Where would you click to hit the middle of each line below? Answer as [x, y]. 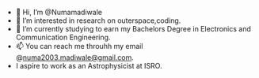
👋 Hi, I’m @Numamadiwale [59, 12]
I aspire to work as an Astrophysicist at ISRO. [89, 66]
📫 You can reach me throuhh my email [79, 46]
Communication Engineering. [63, 37]
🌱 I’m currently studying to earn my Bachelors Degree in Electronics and [133, 29]
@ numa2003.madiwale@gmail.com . [75, 58]
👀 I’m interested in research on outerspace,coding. [98, 20]
